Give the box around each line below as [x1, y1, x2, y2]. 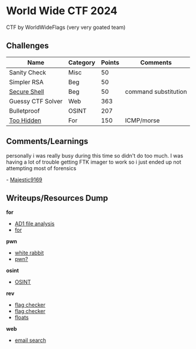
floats [14, 314, 29, 321]
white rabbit [14, 249, 44, 256]
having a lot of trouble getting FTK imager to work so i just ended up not [6, 158, 181, 165]
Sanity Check [9, 68, 46, 76]
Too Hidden [9, 116, 41, 125]
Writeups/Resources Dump [6, 193, 108, 203]
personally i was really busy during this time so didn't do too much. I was [6, 152, 184, 159]
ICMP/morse [125, 116, 161, 125]
